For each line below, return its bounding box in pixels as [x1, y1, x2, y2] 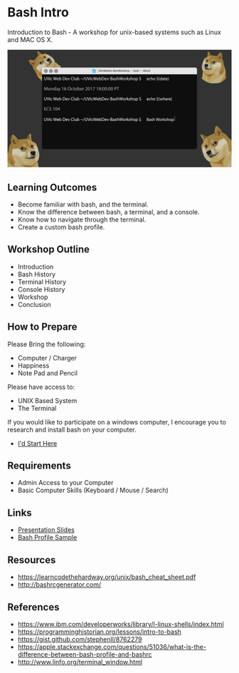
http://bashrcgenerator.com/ [17, 580, 102, 589]
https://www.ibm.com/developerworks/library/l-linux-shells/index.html [17, 620, 224, 628]
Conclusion [17, 300, 51, 308]
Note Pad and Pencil [17, 368, 78, 377]
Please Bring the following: [7, 340, 86, 348]
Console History [17, 285, 65, 293]
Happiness [17, 361, 50, 370]
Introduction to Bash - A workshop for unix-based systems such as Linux [7, 28, 222, 36]
